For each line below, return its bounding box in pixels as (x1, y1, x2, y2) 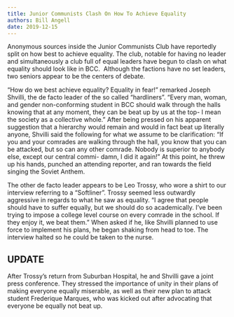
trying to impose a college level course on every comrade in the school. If (7, 211, 219, 219)
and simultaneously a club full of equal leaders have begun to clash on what (7, 57, 227, 66)
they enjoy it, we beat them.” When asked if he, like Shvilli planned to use (7, 218, 219, 227)
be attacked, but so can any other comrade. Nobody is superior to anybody (7, 145, 225, 154)
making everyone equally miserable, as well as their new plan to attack (7, 287, 212, 295)
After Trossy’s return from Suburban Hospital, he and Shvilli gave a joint (7, 272, 214, 281)
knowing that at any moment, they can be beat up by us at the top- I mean (7, 108, 221, 116)
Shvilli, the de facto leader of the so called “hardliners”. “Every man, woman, (7, 93, 228, 101)
